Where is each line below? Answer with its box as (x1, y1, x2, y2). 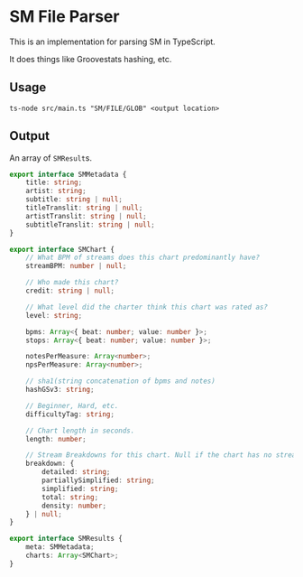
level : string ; (25, 311, 83, 320)
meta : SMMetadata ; (25, 543, 95, 552)
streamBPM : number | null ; (25, 262, 127, 271)
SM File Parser (9, 6, 120, 27)
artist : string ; (25, 187, 87, 196)
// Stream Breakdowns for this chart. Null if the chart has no (25, 451, 272, 460)
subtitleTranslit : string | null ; (25, 219, 155, 229)
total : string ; (41, 492, 99, 502)
